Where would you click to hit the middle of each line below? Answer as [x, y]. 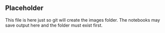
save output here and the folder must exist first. [54, 25]
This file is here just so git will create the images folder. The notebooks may [83, 20]
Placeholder [24, 8]
